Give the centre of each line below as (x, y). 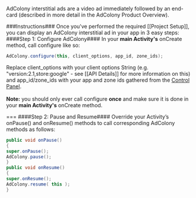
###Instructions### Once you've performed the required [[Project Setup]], (98, 26)
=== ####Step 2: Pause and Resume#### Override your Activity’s (88, 116)
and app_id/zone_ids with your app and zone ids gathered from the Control (98, 80)
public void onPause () (34, 140)
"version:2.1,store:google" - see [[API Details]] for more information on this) (98, 74)
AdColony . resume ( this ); (38, 184)
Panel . (14, 86)
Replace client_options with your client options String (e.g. (77, 67)
